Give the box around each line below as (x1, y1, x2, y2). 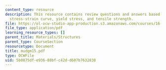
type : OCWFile (5, 53, 35, 58)
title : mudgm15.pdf (5, 48, 45, 53)
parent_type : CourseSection (5, 39, 63, 44)
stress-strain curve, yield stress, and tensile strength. (9, 16, 134, 21)
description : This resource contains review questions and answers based (5, 12, 161, 17)
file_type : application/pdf (5, 26, 63, 31)
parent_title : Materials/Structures (5, 35, 81, 40)
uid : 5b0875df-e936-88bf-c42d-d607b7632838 (5, 58, 96, 63)
